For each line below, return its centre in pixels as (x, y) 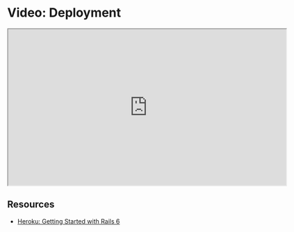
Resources (31, 205)
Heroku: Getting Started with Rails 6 (68, 221)
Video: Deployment (64, 13)
